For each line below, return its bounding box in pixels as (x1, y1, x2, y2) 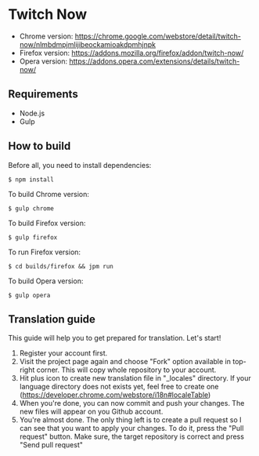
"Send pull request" (19, 440, 84, 450)
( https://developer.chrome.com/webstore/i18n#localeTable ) (19, 390, 211, 399)
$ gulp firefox (8, 233, 58, 241)
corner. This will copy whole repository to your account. (36, 365, 217, 374)
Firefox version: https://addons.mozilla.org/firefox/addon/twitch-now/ (19, 48, 244, 57)
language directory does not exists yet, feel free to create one (19, 382, 219, 392)
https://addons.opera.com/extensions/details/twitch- (69, 57, 240, 66)
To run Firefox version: (8, 247, 81, 257)
